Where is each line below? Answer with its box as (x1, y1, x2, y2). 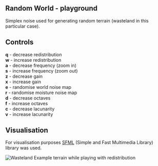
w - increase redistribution (5, 57, 62, 63)
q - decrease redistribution (5, 51, 62, 58)
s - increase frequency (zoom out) (5, 67, 78, 74)
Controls (5, 38, 34, 46)
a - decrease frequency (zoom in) (5, 62, 77, 68)
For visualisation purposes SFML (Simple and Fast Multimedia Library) (5, 139, 153, 146)
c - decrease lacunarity (5, 106, 55, 112)
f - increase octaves (5, 100, 48, 106)
